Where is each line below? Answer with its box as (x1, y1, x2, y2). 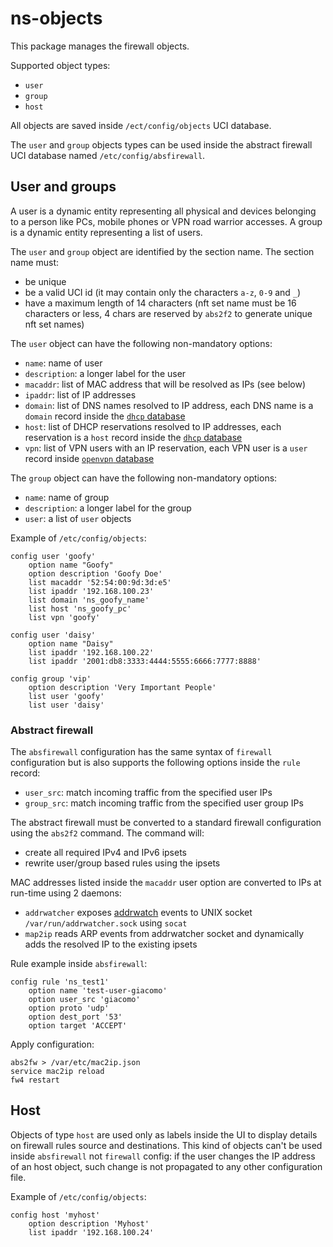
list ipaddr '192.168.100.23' (28, 586, 155, 596)
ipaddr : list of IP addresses (24, 388, 137, 401)
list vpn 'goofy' (28, 612, 101, 622)
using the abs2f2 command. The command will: (10, 827, 205, 839)
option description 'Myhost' (28, 1218, 150, 1229)
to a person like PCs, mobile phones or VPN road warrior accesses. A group (10, 215, 323, 227)
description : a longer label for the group (24, 502, 192, 514)
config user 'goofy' (10, 551, 97, 561)
